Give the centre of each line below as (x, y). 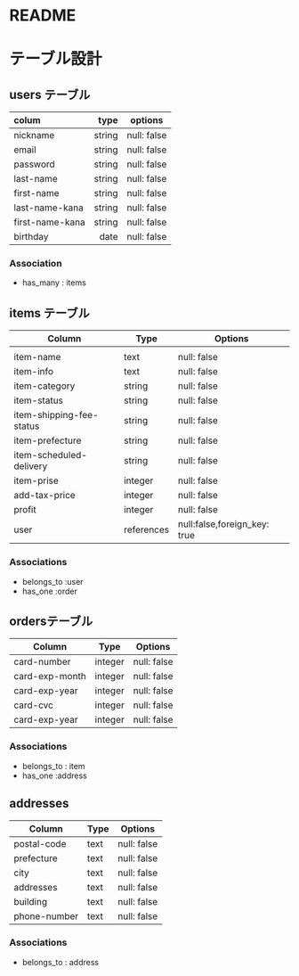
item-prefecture (48, 440)
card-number (42, 662)
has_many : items (54, 283)
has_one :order (49, 591)
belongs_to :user (53, 581)
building (30, 901)
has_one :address (54, 775)
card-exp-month (50, 677)
